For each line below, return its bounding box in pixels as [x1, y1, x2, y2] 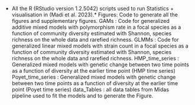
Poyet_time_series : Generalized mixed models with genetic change [11, 73, 176, 80]
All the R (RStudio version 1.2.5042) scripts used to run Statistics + [11, 5, 174, 12]
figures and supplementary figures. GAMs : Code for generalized [11, 18, 170, 24]
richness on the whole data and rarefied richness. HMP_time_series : [11, 55, 179, 62]
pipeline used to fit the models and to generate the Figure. [11, 92, 154, 99]
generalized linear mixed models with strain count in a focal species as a [11, 42, 189, 49]
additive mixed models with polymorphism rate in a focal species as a [11, 23, 181, 31]
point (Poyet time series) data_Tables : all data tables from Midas [11, 86, 170, 93]
